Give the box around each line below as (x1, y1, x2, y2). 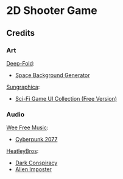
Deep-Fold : (6, 59, 35, 67)
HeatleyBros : (6, 147, 39, 155)
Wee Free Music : (6, 124, 49, 131)
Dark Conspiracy (15, 159, 58, 167)
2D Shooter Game (6, 4, 97, 18)
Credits (6, 28, 35, 38)
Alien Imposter (15, 166, 52, 173)
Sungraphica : (6, 83, 40, 90)
